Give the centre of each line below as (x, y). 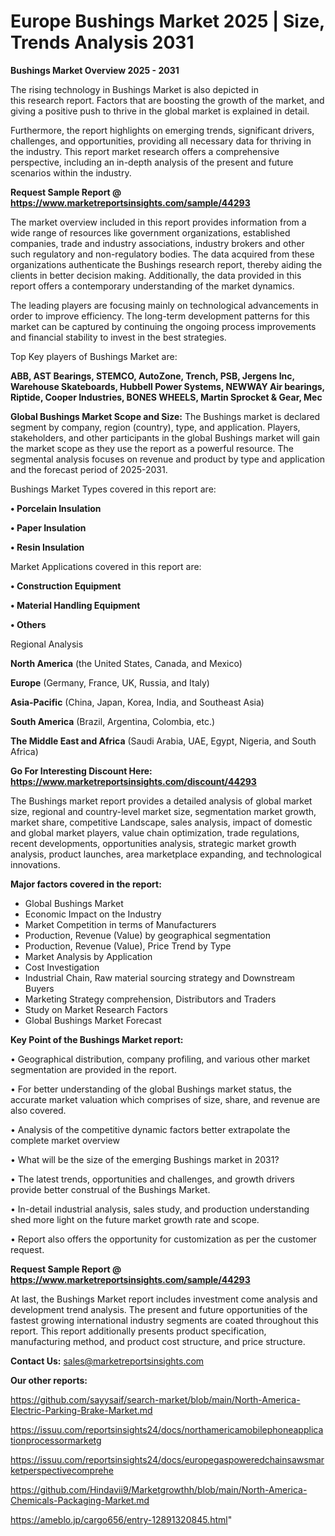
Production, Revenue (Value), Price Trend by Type (128, 946)
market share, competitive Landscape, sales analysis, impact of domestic (161, 822)
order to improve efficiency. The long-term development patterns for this (160, 316)
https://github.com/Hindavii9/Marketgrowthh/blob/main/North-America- (159, 1489)
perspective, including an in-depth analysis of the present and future (152, 162)
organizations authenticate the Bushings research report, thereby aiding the (166, 264)
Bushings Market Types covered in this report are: (113, 489)
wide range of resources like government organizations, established (150, 232)
